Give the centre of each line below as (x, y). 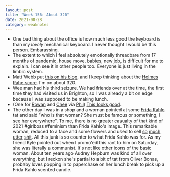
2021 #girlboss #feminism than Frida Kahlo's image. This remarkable (85, 126)
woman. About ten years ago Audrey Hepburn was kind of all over (82, 153)
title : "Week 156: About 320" (38, 15)
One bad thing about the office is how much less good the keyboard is (87, 39)
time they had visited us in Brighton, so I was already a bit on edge (82, 93)
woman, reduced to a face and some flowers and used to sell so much (87, 132)
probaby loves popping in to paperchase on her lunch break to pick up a (89, 164)
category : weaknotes (27, 24)
